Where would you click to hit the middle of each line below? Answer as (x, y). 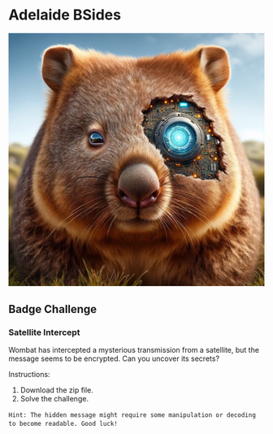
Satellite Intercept (44, 332)
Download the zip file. (56, 390)
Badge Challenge (53, 309)
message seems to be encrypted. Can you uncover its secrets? (114, 358)
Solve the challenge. (54, 399)
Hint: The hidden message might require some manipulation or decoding (132, 415)
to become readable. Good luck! (63, 424)
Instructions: (29, 375)
